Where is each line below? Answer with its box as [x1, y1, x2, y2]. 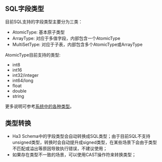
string [12, 93, 25, 99]
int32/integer [12, 72, 39, 78]
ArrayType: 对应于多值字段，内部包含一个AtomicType [12, 35, 121, 41]
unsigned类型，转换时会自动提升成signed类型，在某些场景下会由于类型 [12, 139, 158, 145]
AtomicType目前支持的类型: [5, 52, 61, 58]
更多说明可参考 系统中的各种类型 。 [5, 103, 74, 109]
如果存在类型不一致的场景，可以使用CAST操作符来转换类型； [12, 152, 136, 158]
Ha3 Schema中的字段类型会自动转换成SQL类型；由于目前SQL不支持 [12, 133, 151, 139]
